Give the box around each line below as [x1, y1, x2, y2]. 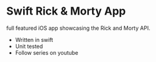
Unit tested [15, 43, 43, 50]
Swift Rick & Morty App [6, 4, 126, 18]
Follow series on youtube [15, 49, 79, 56]
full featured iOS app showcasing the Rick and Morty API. [6, 24, 151, 32]
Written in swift [15, 36, 54, 43]
